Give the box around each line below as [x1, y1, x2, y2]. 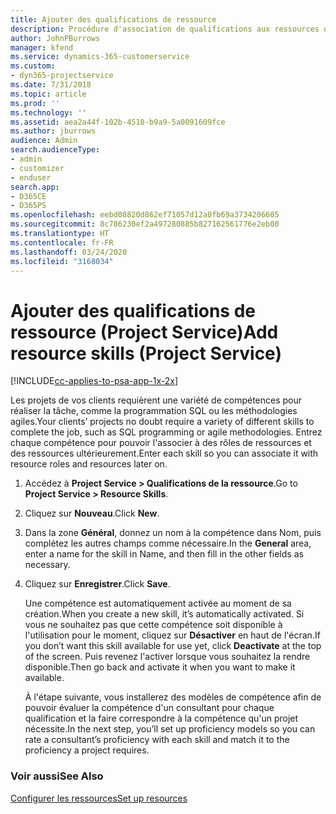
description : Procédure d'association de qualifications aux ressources [10, 24, 320, 34]
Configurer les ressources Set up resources [10, 792, 188, 804]
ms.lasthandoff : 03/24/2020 [10, 247, 128, 257]
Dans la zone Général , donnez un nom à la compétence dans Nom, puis [24, 527, 322, 539]
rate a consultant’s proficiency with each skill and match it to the [24, 734, 290, 746]
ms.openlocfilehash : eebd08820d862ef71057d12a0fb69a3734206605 [10, 210, 280, 220]
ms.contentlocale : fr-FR [10, 237, 114, 248]
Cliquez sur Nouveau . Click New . [24, 507, 160, 520]
